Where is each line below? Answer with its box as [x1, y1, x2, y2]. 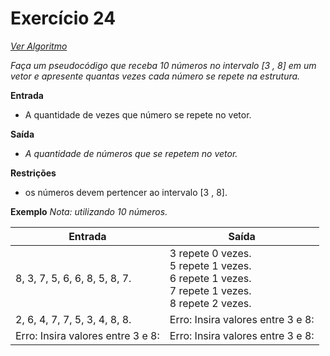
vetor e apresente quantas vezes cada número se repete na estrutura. [10, 70, 301, 82]
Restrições [10, 167, 57, 179]
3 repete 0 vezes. [169, 246, 252, 260]
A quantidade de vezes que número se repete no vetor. [24, 108, 252, 121]
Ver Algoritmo [10, 40, 68, 52]
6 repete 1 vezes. [169, 271, 252, 285]
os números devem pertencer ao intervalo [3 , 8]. [24, 186, 228, 198]
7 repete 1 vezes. [169, 283, 252, 297]
